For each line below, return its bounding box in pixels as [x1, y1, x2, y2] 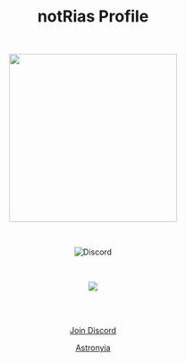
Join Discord [69, 324, 117, 335]
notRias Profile [37, 6, 149, 27]
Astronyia [75, 342, 111, 353]
